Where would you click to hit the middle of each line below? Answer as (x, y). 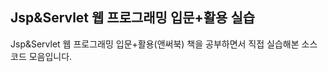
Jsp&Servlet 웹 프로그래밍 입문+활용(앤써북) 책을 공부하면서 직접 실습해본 (155, 44)
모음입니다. (50, 56)
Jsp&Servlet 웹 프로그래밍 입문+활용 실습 (133, 18)
